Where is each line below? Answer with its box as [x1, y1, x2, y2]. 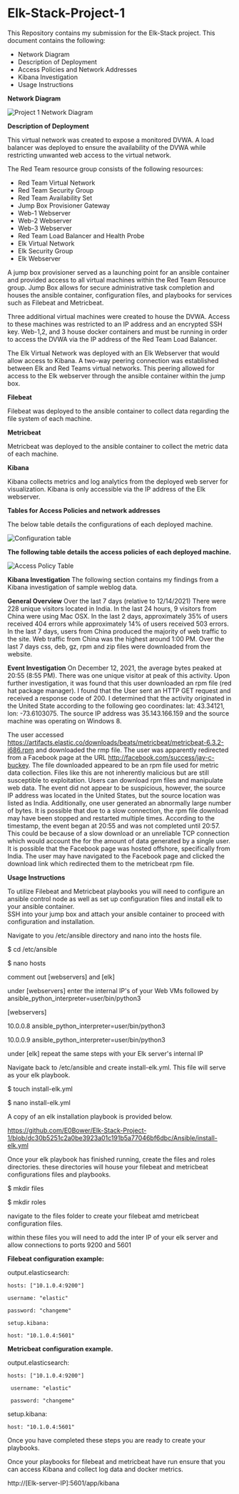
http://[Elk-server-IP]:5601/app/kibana [7, 1478, 120, 1487]
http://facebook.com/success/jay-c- [108, 753, 215, 761]
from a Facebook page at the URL [7, 753, 107, 761]
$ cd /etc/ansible [7, 945, 58, 953]
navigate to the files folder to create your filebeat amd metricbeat [7, 1211, 199, 1220]
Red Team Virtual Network [17, 178, 96, 187]
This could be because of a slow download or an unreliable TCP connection [7, 829, 230, 838]
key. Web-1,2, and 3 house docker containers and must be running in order [7, 327, 228, 336]
